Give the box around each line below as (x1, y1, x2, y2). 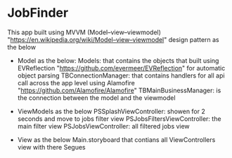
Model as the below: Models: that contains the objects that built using (17, 56, 219, 64)
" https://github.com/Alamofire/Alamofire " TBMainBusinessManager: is (17, 86, 221, 94)
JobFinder (7, 5, 69, 21)
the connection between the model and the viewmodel (17, 93, 176, 102)
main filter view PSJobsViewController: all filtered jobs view (17, 122, 190, 130)
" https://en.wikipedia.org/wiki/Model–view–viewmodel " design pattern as (7, 35, 219, 43)
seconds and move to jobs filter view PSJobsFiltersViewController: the (17, 114, 221, 123)
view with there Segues (17, 143, 86, 151)
